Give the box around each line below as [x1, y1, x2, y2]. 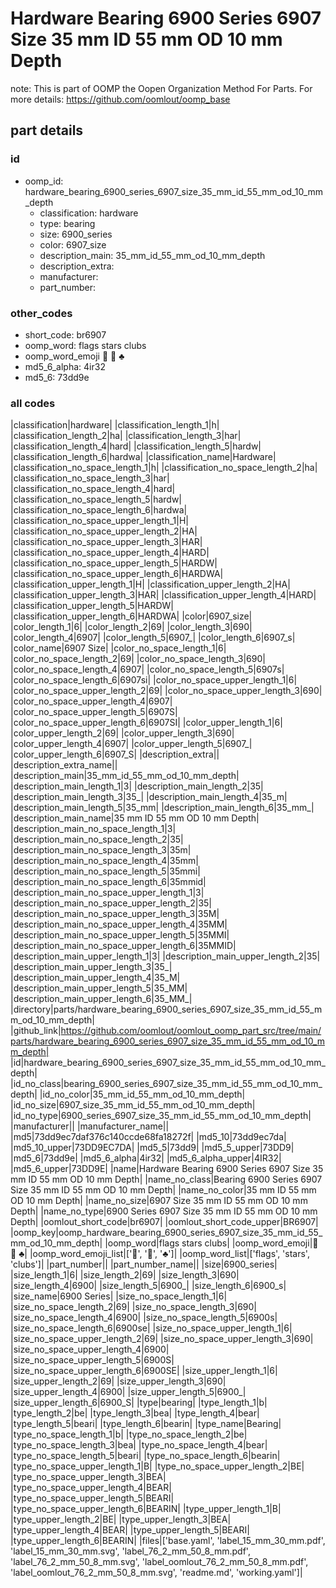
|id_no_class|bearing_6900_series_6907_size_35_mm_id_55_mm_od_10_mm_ [10, 1078, 323, 1090]
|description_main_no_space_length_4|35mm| [10, 855, 200, 867]
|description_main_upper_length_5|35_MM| [10, 982, 188, 994]
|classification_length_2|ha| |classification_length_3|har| [10, 430, 242, 442]
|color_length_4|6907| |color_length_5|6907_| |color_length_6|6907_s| [10, 632, 296, 644]
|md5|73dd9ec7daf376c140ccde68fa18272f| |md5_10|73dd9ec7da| [10, 1131, 287, 1143]
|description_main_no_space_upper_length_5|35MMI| [10, 929, 230, 941]
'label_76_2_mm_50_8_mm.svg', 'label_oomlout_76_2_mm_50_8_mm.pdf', [10, 1556, 309, 1568]
